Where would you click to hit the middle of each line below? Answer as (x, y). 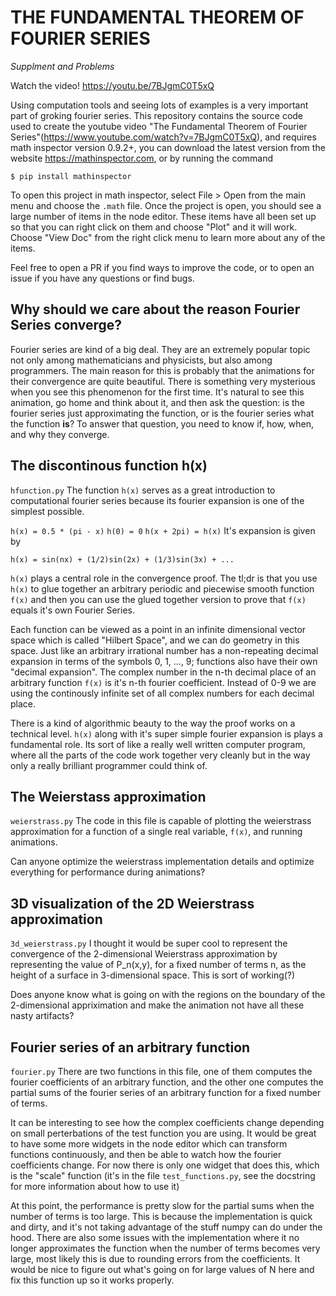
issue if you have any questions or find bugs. (102, 278)
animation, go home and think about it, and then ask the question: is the (158, 402)
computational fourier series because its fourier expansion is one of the (157, 500)
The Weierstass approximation (108, 796)
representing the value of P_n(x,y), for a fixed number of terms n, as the (158, 965)
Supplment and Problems (62, 66)
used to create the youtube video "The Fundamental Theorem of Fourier (159, 126)
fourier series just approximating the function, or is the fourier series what (162, 413)
